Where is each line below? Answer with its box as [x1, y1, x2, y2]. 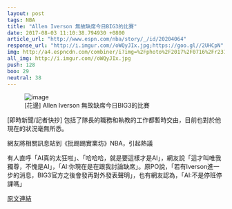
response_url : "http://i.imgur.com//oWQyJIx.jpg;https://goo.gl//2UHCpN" [7, 42, 224, 49]
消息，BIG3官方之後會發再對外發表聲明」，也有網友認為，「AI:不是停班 [19, 171, 216, 179]
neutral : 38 [7, 74, 41, 81]
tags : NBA [7, 17, 36, 23]
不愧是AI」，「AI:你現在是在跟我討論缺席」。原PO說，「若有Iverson [25, 163, 208, 171]
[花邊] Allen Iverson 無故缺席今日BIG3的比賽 [24, 101, 150, 110]
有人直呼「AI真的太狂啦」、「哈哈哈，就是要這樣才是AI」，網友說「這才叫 [7, 154, 209, 162]
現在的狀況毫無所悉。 [7, 125, 68, 133]
